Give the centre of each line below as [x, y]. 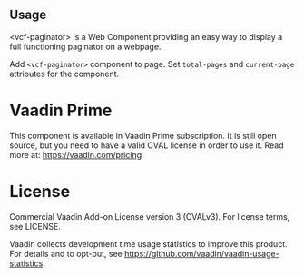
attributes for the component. [64, 74]
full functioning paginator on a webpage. [85, 46]
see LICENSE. [35, 226]
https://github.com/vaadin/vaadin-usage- [201, 253]
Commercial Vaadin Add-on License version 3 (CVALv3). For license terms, [150, 216]
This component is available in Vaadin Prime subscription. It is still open [143, 135]
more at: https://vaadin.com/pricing [76, 154]
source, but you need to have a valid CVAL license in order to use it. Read [147, 145]
